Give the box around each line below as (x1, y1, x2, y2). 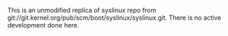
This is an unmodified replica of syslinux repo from (7, 6, 157, 14)
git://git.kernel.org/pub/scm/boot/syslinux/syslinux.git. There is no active (7, 13, 222, 22)
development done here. (7, 21, 80, 29)
